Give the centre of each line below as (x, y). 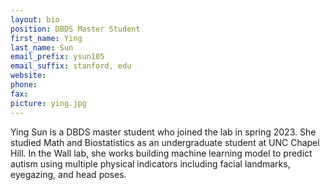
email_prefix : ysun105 (57, 57)
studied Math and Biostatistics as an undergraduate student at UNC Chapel (165, 142)
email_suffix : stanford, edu (71, 66)
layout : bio (35, 19)
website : (28, 76)
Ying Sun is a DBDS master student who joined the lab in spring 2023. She (163, 132)
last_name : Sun (42, 47)
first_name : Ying (46, 38)
